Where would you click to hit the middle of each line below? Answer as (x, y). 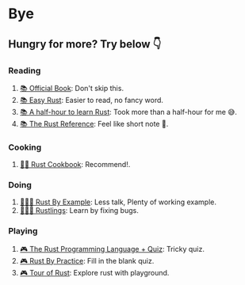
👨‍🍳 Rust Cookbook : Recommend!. (75, 165)
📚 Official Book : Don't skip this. (72, 88)
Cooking (25, 147)
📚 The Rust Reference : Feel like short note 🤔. (94, 123)
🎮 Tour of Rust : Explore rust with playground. (94, 272)
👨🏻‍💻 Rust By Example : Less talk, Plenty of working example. (118, 202)
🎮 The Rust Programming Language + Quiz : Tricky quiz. (112, 249)
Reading (25, 70)
